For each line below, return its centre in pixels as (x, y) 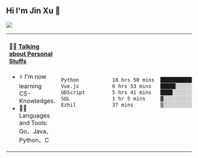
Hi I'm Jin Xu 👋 (33, 11)
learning (31, 86)
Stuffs (18, 61)
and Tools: (34, 123)
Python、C (34, 140)
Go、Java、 (36, 132)
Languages (34, 116)
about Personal (31, 54)
